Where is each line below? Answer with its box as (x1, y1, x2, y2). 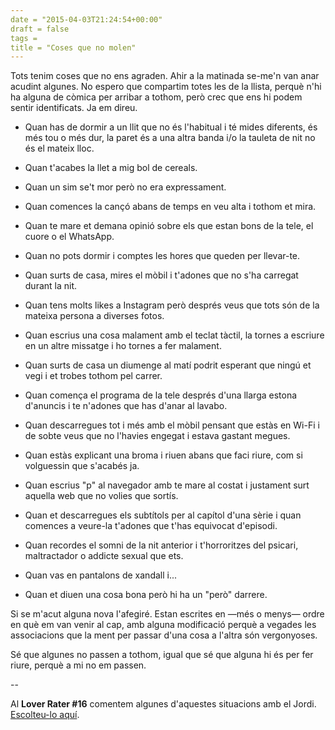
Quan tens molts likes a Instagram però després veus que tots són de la (24, 299, 320, 311)
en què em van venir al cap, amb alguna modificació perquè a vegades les (10, 619, 317, 631)
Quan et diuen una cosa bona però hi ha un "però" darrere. (24, 589, 268, 601)
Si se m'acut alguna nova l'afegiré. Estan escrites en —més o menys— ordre (10, 608, 325, 620)
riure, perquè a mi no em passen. (10, 659, 147, 671)
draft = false (10, 24, 70, 34)
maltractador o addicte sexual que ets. (24, 550, 184, 562)
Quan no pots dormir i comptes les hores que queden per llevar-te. (24, 250, 301, 262)
